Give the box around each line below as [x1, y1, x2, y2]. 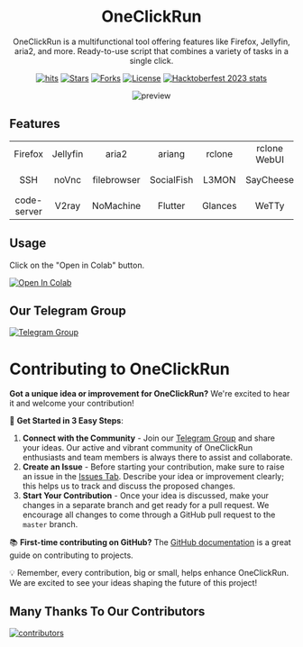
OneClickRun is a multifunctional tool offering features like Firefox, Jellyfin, [13, 36, 290, 47]
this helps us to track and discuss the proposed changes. [22, 480, 236, 492]
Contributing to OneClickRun [9, 359, 230, 379]
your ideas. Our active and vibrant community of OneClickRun [22, 442, 253, 453]
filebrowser [92, 173, 142, 186]
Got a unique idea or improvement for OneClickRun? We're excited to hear [9, 388, 290, 399]
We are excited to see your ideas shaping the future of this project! [9, 578, 258, 588]
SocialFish [149, 173, 194, 186]
